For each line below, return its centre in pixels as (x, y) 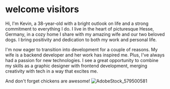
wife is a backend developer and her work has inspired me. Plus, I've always (85, 55)
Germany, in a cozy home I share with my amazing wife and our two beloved (85, 34)
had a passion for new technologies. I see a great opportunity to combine (82, 60)
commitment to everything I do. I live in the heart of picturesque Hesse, (80, 28)
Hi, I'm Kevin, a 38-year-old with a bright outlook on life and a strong (77, 23)
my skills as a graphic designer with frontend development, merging (76, 66)
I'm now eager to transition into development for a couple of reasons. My (82, 49)
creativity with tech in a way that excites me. (52, 71)
